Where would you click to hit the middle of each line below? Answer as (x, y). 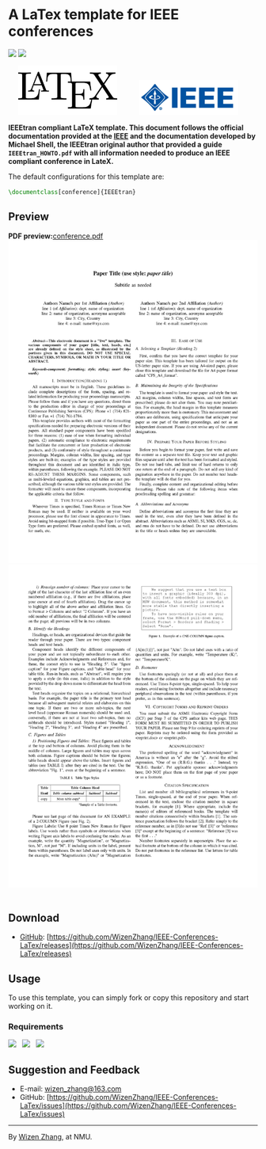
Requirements (36, 1027)
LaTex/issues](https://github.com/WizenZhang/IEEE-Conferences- (128, 1105)
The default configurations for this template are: (86, 177)
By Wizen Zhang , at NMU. (50, 1137)
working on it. (30, 1006)
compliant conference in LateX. (61, 161)
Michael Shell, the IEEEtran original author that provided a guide (115, 144)
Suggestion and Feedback (74, 1069)
